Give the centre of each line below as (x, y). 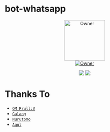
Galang (19, 114)
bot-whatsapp (35, 9)
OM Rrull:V (24, 108)
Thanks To (27, 94)
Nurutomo (21, 119)
